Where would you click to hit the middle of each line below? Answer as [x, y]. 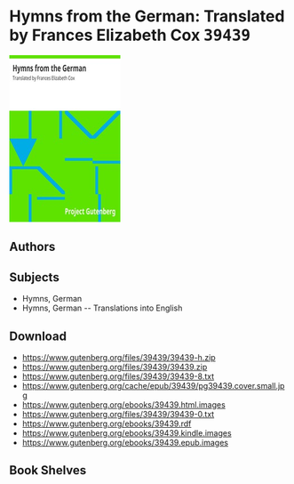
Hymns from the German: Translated [147, 16]
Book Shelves [48, 470]
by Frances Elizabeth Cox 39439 [130, 35]
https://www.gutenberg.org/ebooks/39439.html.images [124, 404]
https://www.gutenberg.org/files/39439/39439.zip [115, 367]
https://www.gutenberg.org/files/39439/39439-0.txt [118, 414]
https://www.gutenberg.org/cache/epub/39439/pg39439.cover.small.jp [153, 385]
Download [38, 336]
